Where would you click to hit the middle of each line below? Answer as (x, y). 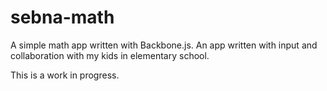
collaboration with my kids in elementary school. (110, 55)
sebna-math (62, 17)
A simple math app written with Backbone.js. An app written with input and (164, 45)
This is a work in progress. (65, 75)
